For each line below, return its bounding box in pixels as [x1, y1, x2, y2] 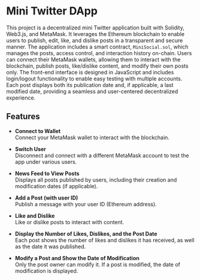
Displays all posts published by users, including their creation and [14, 176, 177, 183]
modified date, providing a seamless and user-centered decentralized [6, 88, 178, 95]
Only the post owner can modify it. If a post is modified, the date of [14, 261, 181, 268]
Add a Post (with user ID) [14, 194, 78, 201]
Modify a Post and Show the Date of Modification [14, 254, 140, 261]
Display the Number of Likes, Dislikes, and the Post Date [14, 230, 157, 237]
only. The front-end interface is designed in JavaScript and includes [6, 68, 174, 76]
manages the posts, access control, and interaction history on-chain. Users [6, 49, 192, 56]
